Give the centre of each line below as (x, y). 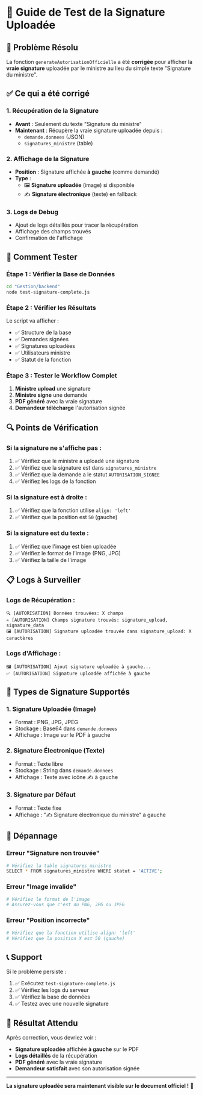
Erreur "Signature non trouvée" (53, 853)
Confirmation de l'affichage (49, 238)
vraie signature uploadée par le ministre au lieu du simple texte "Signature (99, 68)
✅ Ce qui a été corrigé (48, 94)
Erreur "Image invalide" (41, 887)
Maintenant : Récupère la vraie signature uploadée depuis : (89, 130)
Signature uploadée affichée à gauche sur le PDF (77, 1049)
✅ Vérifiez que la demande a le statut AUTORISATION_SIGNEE (87, 475)
